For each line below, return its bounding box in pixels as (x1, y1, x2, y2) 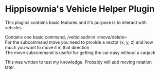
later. (5, 64, 16, 70)
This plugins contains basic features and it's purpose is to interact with (5, 19, 147, 25)
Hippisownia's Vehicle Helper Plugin (5, 3, 155, 15)
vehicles (5, 24, 22, 30)
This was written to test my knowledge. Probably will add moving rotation (5, 59, 152, 65)
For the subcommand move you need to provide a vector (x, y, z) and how (5, 39, 153, 45)
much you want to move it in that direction (5, 44, 89, 50)
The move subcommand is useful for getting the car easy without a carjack (5, 50, 156, 55)
